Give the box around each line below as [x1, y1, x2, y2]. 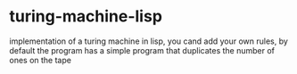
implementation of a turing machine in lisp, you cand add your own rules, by [9, 36, 288, 46]
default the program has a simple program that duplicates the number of [9, 45, 275, 55]
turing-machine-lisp [9, 6, 163, 27]
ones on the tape [9, 54, 71, 65]
